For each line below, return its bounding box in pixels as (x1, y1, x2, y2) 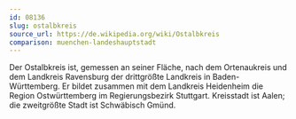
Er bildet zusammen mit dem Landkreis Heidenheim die (61, 81, 264, 91)
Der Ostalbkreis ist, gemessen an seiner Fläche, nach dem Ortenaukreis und (9, 62, 288, 73)
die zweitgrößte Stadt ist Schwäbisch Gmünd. (9, 99, 176, 111)
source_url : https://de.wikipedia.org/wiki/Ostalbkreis (9, 29, 220, 38)
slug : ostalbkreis (9, 21, 77, 30)
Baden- (212, 72, 240, 83)
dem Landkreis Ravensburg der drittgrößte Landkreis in (9, 72, 211, 83)
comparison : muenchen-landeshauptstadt (9, 37, 157, 47)
